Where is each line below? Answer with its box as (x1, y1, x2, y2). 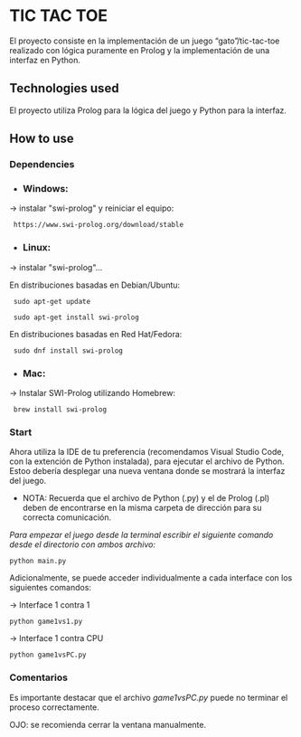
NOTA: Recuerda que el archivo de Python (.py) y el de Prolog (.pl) (22, 493, 270, 504)
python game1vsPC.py (9, 650, 88, 660)
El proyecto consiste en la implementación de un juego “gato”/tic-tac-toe (9, 35, 280, 46)
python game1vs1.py (9, 617, 83, 627)
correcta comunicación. (22, 512, 112, 523)
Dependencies (9, 158, 75, 171)
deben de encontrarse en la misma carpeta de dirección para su (22, 503, 262, 514)
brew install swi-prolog (13, 404, 107, 414)
